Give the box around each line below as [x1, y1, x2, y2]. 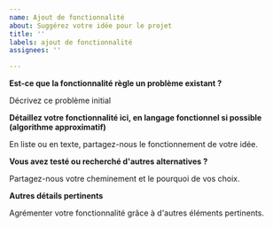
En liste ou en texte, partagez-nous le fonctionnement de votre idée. [9, 139, 259, 150]
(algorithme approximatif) [9, 121, 106, 133]
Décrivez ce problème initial [9, 95, 112, 106]
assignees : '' [9, 46, 62, 55]
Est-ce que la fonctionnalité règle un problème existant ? [9, 78, 222, 89]
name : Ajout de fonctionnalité [9, 12, 125, 22]
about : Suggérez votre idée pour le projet [9, 21, 173, 30]
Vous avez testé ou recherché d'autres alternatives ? [9, 156, 208, 167]
